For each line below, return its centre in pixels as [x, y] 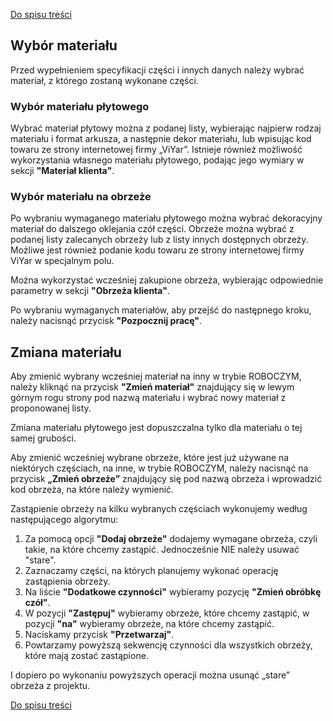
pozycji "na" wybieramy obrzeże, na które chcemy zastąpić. [149, 624]
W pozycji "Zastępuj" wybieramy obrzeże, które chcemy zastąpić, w [167, 613]
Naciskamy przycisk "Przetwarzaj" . [99, 635]
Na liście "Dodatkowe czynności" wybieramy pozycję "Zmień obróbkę [173, 592]
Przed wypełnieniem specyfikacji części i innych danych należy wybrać [157, 70]
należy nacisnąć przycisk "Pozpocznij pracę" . [106, 321]
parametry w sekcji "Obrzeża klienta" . [90, 291]
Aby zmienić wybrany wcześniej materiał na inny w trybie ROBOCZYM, [156, 376]
